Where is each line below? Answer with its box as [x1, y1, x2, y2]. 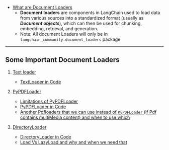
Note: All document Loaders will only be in [20, 31, 108, 37]
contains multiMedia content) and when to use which [20, 114, 130, 120]
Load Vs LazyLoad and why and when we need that [20, 139, 127, 145]
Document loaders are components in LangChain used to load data [20, 10, 160, 16]
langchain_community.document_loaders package [20, 36, 121, 42]
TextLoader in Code [20, 79, 61, 85]
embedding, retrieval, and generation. [20, 26, 99, 32]
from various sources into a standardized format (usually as [20, 15, 144, 21]
